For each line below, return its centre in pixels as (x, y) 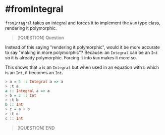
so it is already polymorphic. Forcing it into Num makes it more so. (71, 57)
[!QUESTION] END (36, 128)
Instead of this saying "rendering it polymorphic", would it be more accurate (82, 47)
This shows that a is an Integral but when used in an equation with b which (82, 67)
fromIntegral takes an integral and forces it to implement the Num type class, (83, 23)
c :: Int (14, 118)
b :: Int (14, 105)
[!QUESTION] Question (41, 38)
